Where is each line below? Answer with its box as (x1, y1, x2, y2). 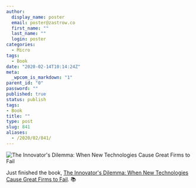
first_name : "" (11, 25, 49, 31)
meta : (6, 69, 20, 75)
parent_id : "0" (6, 80, 44, 86)
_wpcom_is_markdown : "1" (11, 74, 73, 80)
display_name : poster (11, 14, 65, 20)
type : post (6, 119, 33, 125)
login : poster (11, 36, 46, 42)
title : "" (6, 113, 31, 119)
